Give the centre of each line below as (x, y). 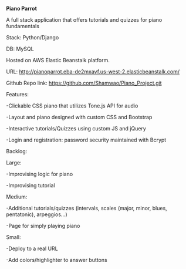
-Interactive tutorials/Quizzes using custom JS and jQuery (76, 128)
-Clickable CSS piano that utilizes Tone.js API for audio (72, 106)
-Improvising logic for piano (40, 174)
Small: (13, 237)
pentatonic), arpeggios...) (37, 214)
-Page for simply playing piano (43, 226)
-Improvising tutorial (31, 185)
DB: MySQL (20, 49)
